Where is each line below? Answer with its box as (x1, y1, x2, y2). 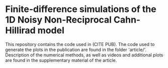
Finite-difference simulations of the (5, 3, 157, 15)
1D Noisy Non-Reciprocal (5, 14, 112, 25)
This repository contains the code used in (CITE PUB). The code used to (5, 41, 155, 47)
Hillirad (5, 25, 36, 36)
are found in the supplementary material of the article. (5, 57, 117, 63)
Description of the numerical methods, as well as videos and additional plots (5, 51, 163, 58)
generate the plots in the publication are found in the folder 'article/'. (5, 46, 147, 52)
